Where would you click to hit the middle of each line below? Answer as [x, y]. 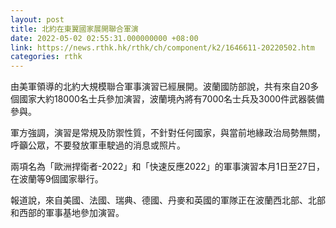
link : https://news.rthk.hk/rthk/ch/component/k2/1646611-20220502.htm [162, 47]
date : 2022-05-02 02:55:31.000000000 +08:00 [104, 38]
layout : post [37, 19]
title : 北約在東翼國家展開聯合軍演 [74, 29]
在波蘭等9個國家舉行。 [57, 179]
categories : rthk [46, 57]
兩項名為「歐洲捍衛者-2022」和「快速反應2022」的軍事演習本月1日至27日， [168, 167]
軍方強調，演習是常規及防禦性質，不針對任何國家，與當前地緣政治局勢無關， [168, 133]
